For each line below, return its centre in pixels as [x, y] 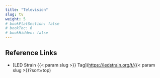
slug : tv [14, 14]
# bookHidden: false [27, 33]
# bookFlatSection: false [32, 24]
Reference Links [31, 53]
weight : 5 [16, 19]
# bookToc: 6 [19, 28]
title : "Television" [27, 10]
